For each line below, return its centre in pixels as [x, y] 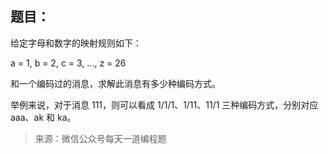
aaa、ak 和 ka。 [43, 117]
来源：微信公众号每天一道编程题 [100, 138]
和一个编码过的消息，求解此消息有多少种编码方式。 [115, 83]
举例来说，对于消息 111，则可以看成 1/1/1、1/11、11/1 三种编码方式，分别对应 [164, 104]
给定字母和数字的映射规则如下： [76, 43]
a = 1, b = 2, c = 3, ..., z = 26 [68, 63]
